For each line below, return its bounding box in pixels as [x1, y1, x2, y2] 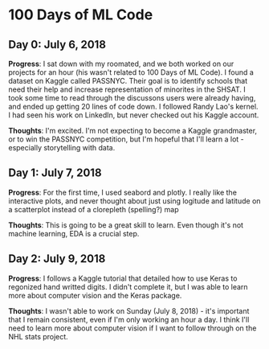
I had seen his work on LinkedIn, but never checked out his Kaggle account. [8, 110, 259, 120]
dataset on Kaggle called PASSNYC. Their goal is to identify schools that [8, 76, 248, 85]
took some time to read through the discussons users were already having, [8, 93, 256, 102]
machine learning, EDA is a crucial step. [8, 228, 140, 238]
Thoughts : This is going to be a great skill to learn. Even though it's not [8, 220, 243, 230]
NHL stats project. [8, 331, 68, 341]
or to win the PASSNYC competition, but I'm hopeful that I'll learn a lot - [8, 134, 245, 144]
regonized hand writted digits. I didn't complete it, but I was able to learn [8, 281, 248, 291]
